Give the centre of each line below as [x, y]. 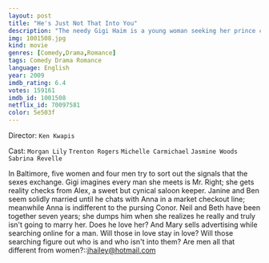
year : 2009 [26, 75]
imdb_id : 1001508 [37, 98]
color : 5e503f [32, 113]
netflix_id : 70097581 [44, 105]
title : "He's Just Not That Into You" [73, 23]
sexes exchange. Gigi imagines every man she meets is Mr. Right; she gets [131, 182]
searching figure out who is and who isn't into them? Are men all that [122, 242]
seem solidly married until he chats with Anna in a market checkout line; [127, 199]
